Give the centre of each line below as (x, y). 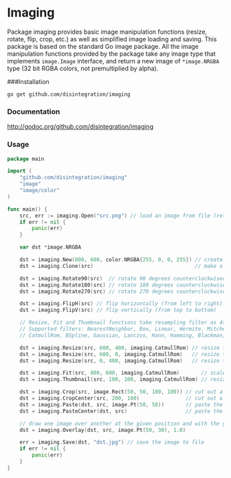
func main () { (27, 209)
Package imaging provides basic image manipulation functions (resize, (107, 32)
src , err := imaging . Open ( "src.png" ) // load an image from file (115, 216)
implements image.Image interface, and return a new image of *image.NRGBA (113, 61)
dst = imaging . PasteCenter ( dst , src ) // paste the (121, 411)
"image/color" (40, 191)
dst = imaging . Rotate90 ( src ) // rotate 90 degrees (95, 278)
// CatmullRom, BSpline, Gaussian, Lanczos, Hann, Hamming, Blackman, (123, 335)
